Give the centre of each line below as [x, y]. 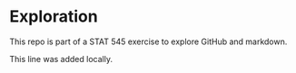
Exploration [54, 17]
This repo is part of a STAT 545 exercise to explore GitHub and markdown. [148, 41]
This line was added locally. [61, 59]
